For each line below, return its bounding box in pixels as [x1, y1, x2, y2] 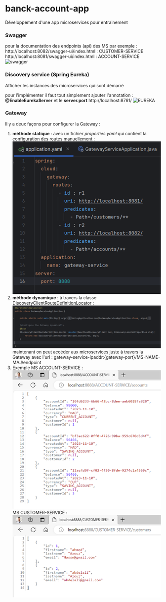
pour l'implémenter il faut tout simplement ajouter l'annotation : [5, 92, 133, 98]
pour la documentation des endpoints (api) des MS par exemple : [5, 43, 137, 49]
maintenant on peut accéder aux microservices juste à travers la [12, 349, 143, 355]
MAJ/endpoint [12, 359, 41, 365]
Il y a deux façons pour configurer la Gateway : [5, 121, 100, 127]
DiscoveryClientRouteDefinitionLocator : [12, 300, 94, 306]
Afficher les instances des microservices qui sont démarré [5, 82, 124, 88]
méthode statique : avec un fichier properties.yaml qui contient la [12, 130, 147, 136]
